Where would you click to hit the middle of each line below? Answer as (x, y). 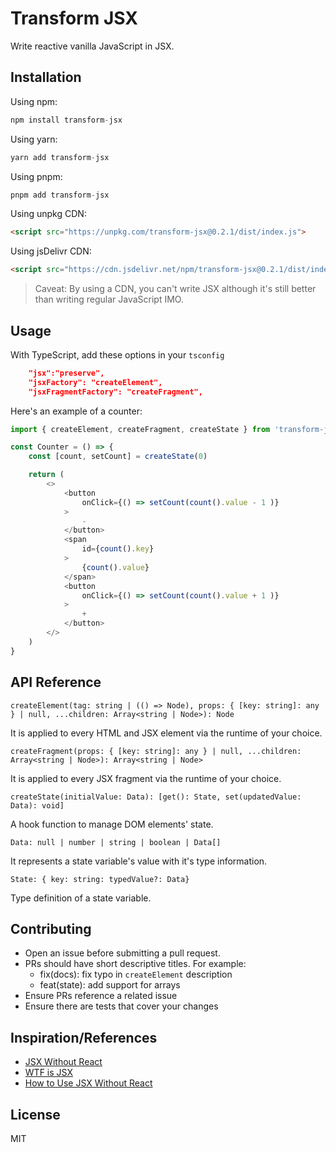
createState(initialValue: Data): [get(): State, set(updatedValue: (156, 797)
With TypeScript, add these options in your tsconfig (117, 354)
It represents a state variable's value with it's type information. (139, 861)
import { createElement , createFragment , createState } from (140, 429)
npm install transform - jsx (66, 120)
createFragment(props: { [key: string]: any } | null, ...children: (156, 751)
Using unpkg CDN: (48, 214)
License (35, 1114)
